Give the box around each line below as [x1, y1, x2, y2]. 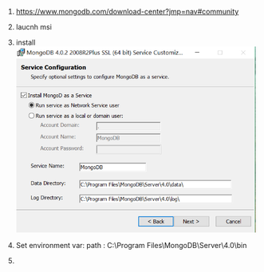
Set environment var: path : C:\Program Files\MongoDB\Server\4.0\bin [15, 241, 247, 250]
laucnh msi [15, 22, 52, 31]
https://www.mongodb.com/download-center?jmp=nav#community [15, 7, 239, 16]
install [15, 37, 36, 47]
